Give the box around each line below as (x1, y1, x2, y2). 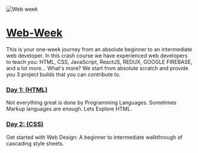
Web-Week (6, 27, 63, 40)
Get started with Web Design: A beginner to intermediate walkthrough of (6, 134, 183, 141)
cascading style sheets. (6, 139, 64, 147)
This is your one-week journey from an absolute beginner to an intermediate (6, 45, 193, 53)
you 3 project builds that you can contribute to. (6, 71, 121, 78)
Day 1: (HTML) (6, 86, 48, 94)
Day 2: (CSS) (6, 120, 44, 128)
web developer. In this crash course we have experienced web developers (6, 52, 188, 59)
